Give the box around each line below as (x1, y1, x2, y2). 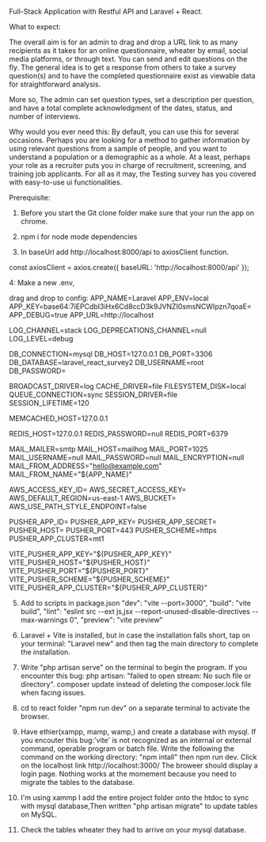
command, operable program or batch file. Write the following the (20, 744, 234, 753)
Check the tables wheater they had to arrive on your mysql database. (20, 825, 246, 834)
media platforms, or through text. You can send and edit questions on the (9, 55, 248, 63)
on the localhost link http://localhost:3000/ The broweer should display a (20, 760, 258, 770)
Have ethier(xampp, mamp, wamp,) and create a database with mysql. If (20, 727, 256, 736)
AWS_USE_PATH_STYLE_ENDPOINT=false (9, 502, 147, 511)
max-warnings (20, 615, 68, 624)
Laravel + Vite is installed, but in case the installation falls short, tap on (20, 631, 251, 640)
